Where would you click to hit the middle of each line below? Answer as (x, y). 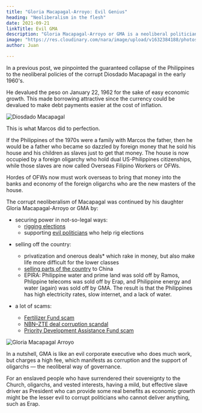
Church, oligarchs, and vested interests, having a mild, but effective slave (97, 384)
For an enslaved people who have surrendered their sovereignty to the (93, 378)
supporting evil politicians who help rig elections (84, 232)
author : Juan (23, 46)
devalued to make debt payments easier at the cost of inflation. (84, 105)
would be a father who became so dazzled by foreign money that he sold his (101, 146)
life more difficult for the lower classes (71, 262)
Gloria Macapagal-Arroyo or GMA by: (52, 208)
